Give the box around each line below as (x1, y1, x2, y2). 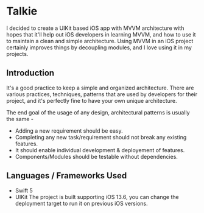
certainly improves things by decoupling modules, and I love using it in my (6, 44, 192, 51)
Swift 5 (15, 187, 33, 194)
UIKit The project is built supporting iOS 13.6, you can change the (15, 193, 179, 200)
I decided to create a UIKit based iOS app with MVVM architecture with (6, 24, 185, 32)
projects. (6, 50, 29, 57)
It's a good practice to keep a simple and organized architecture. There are (6, 84, 194, 91)
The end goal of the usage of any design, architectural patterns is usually (6, 108, 190, 116)
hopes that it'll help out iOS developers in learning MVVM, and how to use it (6, 30, 196, 38)
